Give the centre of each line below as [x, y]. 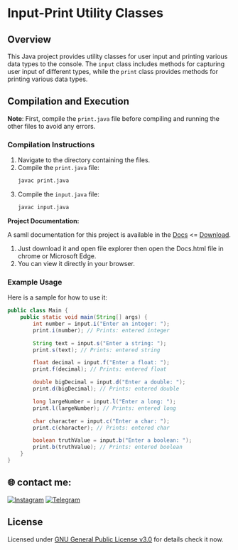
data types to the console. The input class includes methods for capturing [116, 64]
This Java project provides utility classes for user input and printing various [118, 56]
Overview [29, 39]
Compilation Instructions [51, 144]
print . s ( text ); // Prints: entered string [97, 350]
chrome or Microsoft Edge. [57, 256]
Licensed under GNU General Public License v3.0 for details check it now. [115, 539]
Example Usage [35, 282]
